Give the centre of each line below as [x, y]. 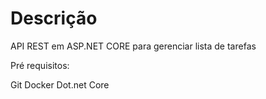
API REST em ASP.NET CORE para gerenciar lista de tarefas [133, 46]
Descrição [54, 18]
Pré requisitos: [40, 65]
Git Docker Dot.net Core [60, 84]
